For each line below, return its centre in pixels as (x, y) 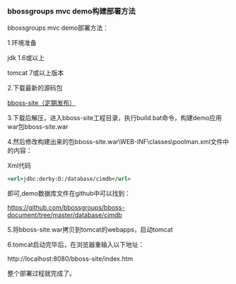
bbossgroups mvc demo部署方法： (58, 28)
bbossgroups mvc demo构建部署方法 (71, 11)
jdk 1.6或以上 (26, 58)
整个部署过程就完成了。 (41, 273)
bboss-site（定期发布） (42, 103)
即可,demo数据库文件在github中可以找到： (69, 194)
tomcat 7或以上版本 (36, 73)
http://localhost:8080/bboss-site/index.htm (70, 259)
